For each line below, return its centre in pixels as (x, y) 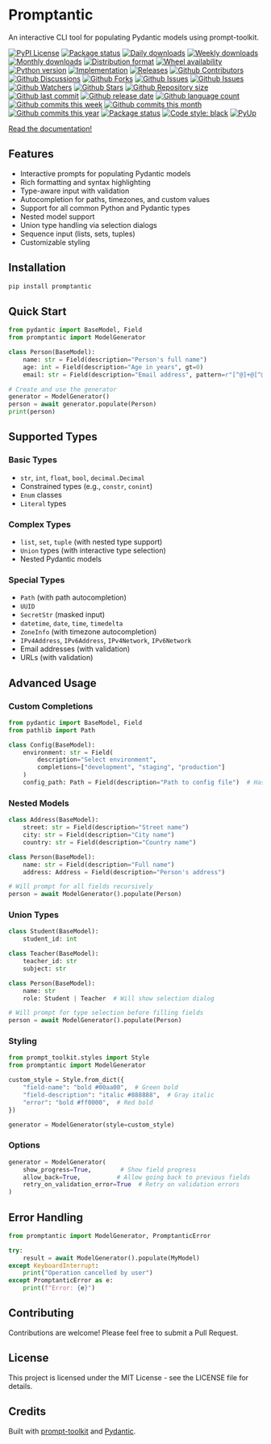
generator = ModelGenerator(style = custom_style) (92, 1125)
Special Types (37, 579)
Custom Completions (51, 706)
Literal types (43, 503)
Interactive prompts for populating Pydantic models (105, 173)
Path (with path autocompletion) (73, 598)
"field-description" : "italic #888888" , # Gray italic (119, 1095)
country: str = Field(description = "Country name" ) (110, 842)
